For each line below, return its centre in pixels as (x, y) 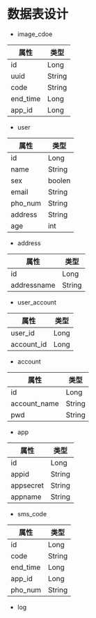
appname (26, 497)
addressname (33, 285)
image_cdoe (35, 34)
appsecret (27, 485)
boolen (59, 180)
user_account (37, 302)
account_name (35, 403)
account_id (29, 344)
